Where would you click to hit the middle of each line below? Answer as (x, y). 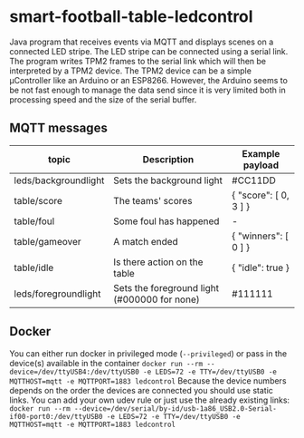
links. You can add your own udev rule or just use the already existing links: (150, 400)
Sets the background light (168, 180)
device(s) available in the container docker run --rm (106, 363)
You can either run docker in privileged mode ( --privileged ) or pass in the (148, 353)
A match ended (145, 241)
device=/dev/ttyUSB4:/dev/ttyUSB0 (75, 372)
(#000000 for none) (157, 299)
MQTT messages (59, 128)
